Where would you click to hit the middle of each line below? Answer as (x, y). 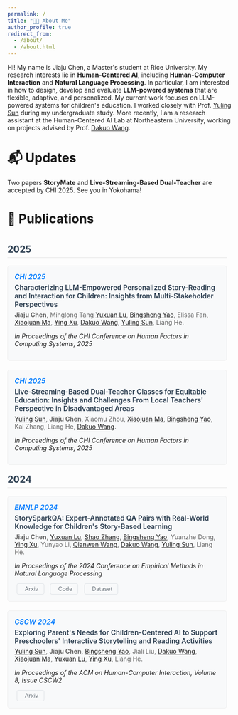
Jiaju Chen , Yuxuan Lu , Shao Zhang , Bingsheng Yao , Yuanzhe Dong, (115, 537)
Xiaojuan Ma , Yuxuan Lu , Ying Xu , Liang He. (79, 659)
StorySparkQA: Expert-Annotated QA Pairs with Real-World (112, 518)
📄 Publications (51, 219)
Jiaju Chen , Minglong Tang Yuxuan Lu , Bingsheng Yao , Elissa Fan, (112, 315)
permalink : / (27, 14)
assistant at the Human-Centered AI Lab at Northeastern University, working (119, 120)
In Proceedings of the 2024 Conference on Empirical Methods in (109, 565)
